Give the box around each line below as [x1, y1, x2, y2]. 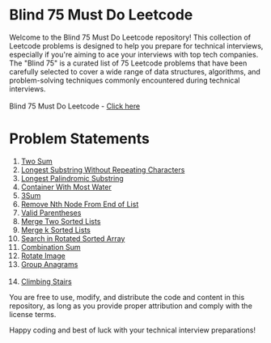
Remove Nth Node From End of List [20, 199, 139, 209]
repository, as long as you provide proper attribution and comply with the [9, 301, 253, 311]
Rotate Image [20, 251, 66, 260]
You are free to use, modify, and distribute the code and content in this [9, 292, 245, 302]
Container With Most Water [20, 182, 112, 192]
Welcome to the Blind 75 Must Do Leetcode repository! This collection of [9, 32, 252, 42]
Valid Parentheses [20, 208, 82, 218]
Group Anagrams [20, 259, 78, 269]
